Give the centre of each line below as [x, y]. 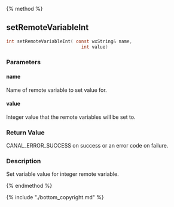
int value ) [95, 47]
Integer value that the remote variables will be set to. [71, 117]
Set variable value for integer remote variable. [62, 174]
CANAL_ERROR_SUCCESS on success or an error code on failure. [87, 146]
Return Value [25, 133]
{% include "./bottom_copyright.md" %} [55, 197]
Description [24, 161]
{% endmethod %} [29, 186]
